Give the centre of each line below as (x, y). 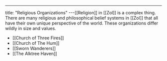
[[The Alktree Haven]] (35, 54)
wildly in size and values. (31, 28)
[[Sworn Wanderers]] (34, 48)
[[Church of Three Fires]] (38, 38)
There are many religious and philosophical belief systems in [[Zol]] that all (82, 18)
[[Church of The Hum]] (36, 43)
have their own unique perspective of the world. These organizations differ (82, 23)
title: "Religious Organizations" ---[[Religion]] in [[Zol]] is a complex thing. (81, 13)
